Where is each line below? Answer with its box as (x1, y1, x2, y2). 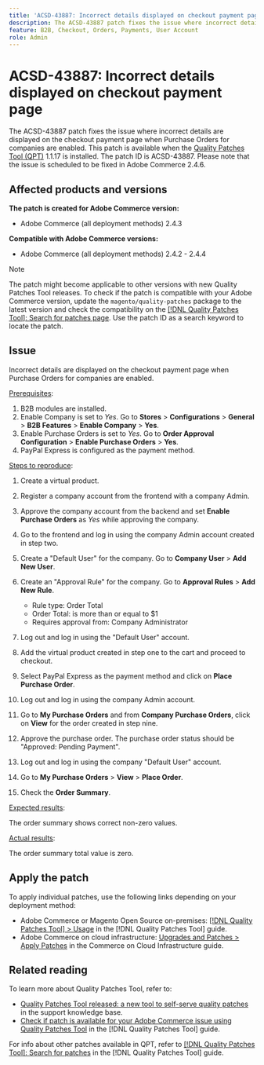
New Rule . (20, 585, 54, 595)
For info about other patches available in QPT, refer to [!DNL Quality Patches (9, 1040, 255, 1049)
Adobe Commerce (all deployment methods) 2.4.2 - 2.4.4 (20, 249, 207, 258)
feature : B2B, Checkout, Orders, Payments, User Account (9, 26, 199, 34)
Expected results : (9, 803, 66, 812)
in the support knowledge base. (20, 1008, 124, 1017)
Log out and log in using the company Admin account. (20, 694, 195, 704)
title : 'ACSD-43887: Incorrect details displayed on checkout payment (9, 11, 244, 20)
